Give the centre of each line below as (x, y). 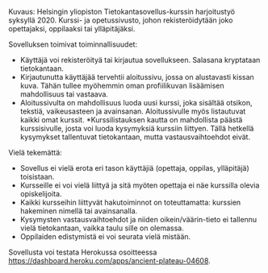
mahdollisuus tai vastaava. (64, 94)
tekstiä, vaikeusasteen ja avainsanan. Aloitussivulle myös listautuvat (133, 111)
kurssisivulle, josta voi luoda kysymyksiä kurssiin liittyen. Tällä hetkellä (137, 128)
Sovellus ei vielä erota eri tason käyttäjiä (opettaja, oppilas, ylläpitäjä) (135, 168)
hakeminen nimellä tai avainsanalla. (79, 211)
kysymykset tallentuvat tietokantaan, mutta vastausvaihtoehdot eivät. (135, 137)
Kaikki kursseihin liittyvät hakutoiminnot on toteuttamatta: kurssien (130, 202)
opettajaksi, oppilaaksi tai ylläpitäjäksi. (72, 29)
